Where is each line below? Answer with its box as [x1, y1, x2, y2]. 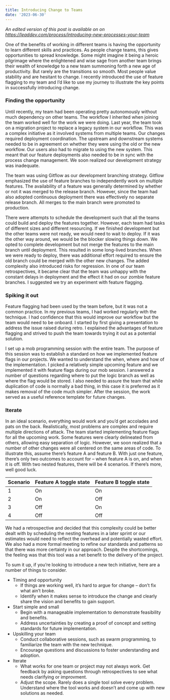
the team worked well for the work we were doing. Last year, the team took [5, 119, 162, 125]
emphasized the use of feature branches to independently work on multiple [5, 178, 163, 184]
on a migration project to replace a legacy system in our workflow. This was [5, 125, 163, 131]
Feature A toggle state [35, 479, 90, 486]
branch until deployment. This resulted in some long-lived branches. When [5, 247, 161, 253]
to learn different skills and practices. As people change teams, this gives [5, 47, 159, 53]
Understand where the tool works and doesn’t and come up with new [20, 685, 165, 691]
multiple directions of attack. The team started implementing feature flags [5, 429, 159, 435]
